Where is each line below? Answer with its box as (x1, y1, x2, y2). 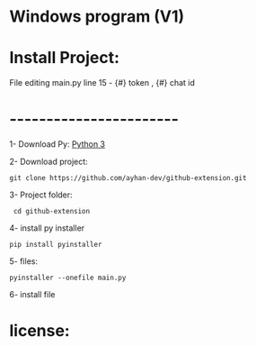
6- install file (9, 289, 56, 300)
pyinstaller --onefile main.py (9, 273, 127, 283)
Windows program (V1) (9, 6, 185, 27)
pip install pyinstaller (9, 241, 102, 250)
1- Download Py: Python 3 (9, 139, 106, 150)
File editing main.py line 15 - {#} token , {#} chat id (9, 77, 196, 88)
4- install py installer (9, 223, 85, 233)
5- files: (9, 256, 39, 267)
